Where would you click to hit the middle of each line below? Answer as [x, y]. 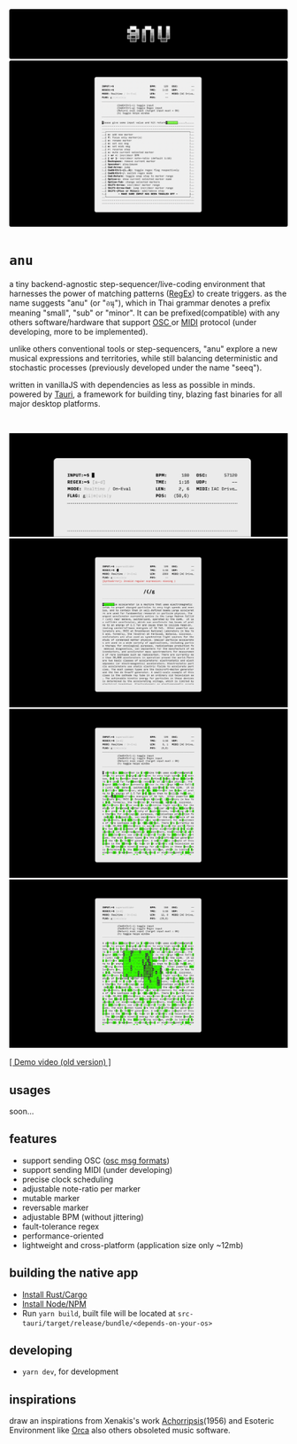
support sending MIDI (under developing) [97, 1169]
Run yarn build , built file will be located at [99, 1313]
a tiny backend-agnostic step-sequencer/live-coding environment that [137, 283]
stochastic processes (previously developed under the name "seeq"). [136, 368]
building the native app [74, 1273]
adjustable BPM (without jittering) [83, 1216]
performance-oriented [63, 1236]
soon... [22, 1112]
